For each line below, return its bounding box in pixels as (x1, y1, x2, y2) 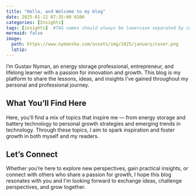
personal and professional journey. (6, 81, 89, 88)
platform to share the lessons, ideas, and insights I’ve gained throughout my (6, 75, 188, 82)
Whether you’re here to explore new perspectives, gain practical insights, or (6, 165, 188, 172)
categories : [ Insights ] (6, 19, 64, 25)
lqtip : (11, 47, 27, 53)
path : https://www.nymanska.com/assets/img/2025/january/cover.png (11, 42, 179, 47)
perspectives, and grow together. (6, 184, 86, 191)
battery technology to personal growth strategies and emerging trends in (6, 120, 181, 127)
